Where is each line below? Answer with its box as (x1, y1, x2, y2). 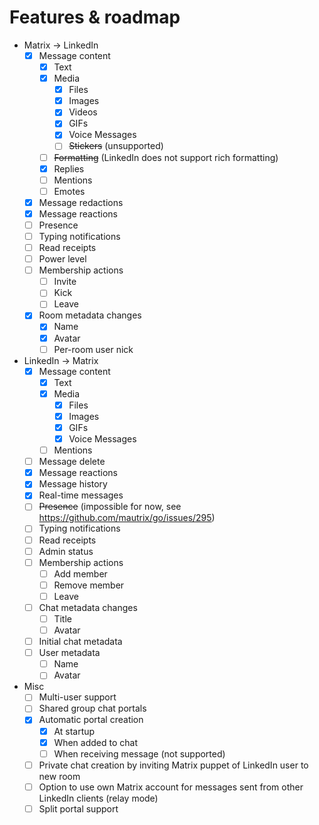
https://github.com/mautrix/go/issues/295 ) (38, 512, 216, 524)
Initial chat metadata (38, 636, 123, 648)
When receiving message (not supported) (53, 747, 226, 760)
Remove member (53, 579, 125, 591)
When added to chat (53, 736, 138, 748)
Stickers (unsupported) (68, 140, 164, 152)
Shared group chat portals (38, 702, 147, 715)
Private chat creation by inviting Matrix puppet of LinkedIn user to (38, 759, 309, 771)
